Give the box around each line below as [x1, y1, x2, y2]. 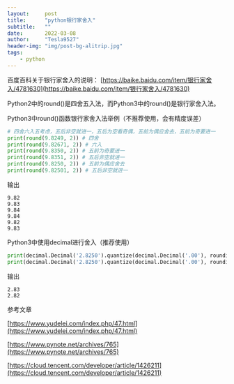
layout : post [7, 10, 58, 17]
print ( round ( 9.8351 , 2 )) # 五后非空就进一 [7, 154, 125, 161]
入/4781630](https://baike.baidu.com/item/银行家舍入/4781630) [7, 84, 190, 93]
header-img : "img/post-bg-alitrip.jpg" [7, 43, 123, 50]
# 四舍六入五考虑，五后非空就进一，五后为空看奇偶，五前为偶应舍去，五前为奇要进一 [7, 128, 216, 135]
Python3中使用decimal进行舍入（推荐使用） [7, 238, 134, 246]
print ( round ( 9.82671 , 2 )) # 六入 [7, 141, 102, 148]
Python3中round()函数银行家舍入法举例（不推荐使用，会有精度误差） [7, 114, 205, 122]
